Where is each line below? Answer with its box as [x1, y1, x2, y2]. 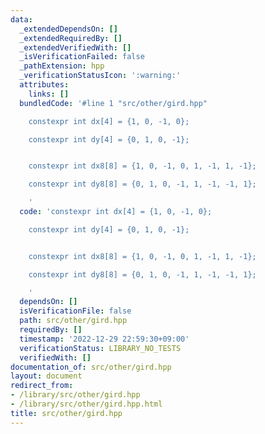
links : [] [28, 89, 70, 99]
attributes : [19, 80, 70, 90]
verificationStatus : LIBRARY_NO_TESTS [19, 343, 182, 353]
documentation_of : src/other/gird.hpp [10, 362, 172, 372]
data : [10, 14, 33, 25]
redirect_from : [10, 381, 74, 391]
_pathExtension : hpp [19, 61, 105, 71]
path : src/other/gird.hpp [19, 316, 128, 326]
